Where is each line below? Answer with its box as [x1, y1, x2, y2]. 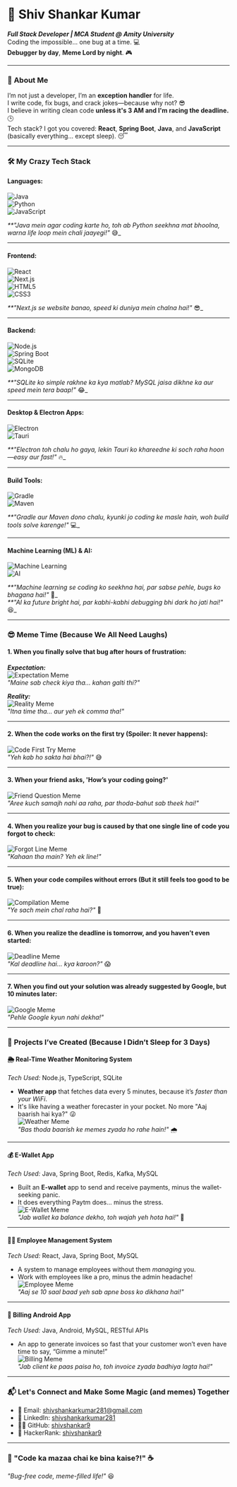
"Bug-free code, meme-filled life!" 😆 [7, 1472, 115, 1481]
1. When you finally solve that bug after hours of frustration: [7, 647, 187, 656]
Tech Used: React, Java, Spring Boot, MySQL [7, 1252, 139, 1260]
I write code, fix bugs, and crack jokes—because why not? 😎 [7, 99, 186, 107]
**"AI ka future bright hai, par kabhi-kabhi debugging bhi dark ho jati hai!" [7, 598, 224, 607]
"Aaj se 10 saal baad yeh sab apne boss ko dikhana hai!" [17, 1288, 185, 1296]
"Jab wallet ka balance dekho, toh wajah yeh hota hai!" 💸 [17, 1213, 185, 1221]
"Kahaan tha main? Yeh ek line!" [7, 853, 102, 861]
